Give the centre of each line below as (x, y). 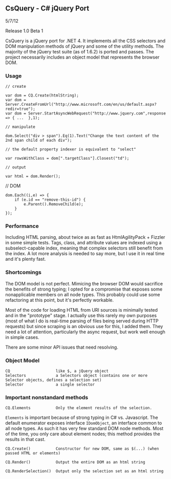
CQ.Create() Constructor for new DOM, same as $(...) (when (82, 449)
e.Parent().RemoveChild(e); (54, 204)
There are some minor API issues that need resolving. (62, 347)
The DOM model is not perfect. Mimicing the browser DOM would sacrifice (84, 283)
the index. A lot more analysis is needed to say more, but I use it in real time (85, 254)
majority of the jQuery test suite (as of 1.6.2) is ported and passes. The (80, 51)
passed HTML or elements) (33, 453)
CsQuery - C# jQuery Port (47, 8)
